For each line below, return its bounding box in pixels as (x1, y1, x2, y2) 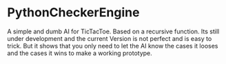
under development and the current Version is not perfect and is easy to (7, 34, 212, 42)
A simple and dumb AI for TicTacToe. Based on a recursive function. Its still (7, 27, 220, 35)
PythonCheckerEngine (7, 5, 140, 20)
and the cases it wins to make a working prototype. (7, 49, 153, 57)
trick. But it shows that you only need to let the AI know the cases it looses (7, 42, 218, 50)
